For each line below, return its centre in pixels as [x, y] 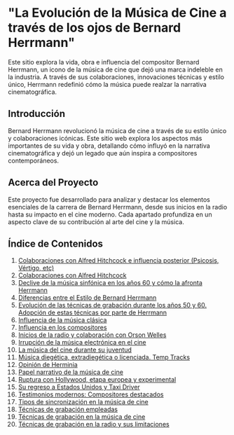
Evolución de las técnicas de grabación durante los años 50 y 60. [112, 305]
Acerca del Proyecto [53, 182]
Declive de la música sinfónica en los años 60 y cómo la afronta [110, 283]
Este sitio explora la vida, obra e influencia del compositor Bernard [104, 62]
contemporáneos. [33, 160]
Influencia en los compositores [62, 328]
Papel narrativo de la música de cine [70, 372]
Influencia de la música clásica [62, 320]
